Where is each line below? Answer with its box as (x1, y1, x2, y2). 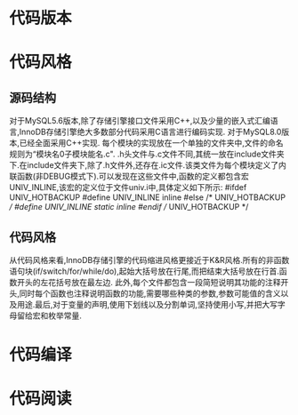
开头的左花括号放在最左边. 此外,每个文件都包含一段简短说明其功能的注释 (16, 277, 282, 287)
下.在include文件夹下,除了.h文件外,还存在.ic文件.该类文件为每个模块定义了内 (9, 160, 286, 171)
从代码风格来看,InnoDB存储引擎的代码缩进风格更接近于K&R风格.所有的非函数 (9, 255, 290, 265)
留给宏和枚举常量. (16, 310, 83, 321)
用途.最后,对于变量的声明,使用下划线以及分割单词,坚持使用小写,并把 (16, 299, 262, 309)
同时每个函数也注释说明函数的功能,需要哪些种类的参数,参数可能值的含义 (19, 288, 282, 299)
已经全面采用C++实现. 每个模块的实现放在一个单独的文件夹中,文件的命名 (19, 138, 284, 148)
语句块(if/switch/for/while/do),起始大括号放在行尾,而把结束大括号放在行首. (9, 266, 280, 276)
